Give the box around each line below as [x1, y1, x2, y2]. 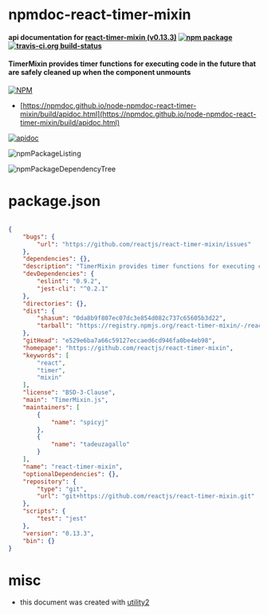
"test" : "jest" [37, 514, 88, 523]
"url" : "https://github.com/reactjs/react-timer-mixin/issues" [37, 240, 251, 248]
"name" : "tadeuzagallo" [50, 440, 130, 448]
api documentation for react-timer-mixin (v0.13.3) [8, 32, 177, 41]
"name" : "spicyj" [50, 418, 109, 426]
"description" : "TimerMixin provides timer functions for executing [22, 262, 255, 270]
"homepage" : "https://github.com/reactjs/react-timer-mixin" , [22, 344, 234, 352]
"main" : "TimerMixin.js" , [22, 396, 109, 404]
